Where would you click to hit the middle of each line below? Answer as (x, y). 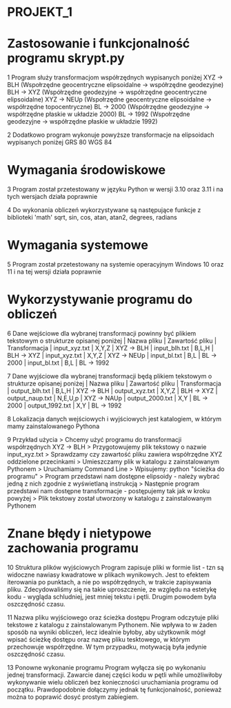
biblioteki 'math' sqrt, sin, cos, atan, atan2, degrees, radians (92, 218)
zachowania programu (73, 548)
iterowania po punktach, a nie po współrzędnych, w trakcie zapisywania (109, 582)
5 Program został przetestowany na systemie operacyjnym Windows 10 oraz (115, 264)
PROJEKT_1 (40, 12)
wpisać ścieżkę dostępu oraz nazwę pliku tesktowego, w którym (99, 639)
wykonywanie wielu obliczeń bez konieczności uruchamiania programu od (113, 682)
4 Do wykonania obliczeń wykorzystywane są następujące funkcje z (104, 210)
